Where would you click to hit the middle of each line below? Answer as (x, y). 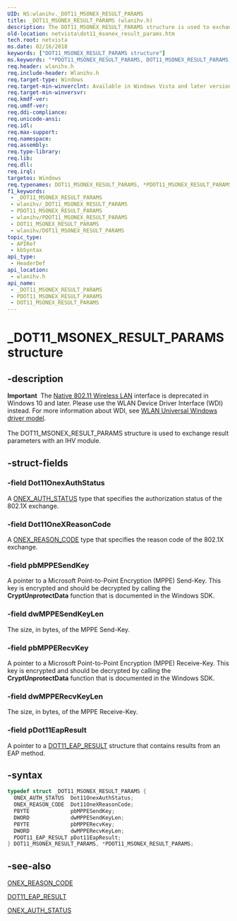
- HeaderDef (28, 263)
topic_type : (25, 237)
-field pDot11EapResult (47, 730)
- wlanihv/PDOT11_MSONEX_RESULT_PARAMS (69, 218)
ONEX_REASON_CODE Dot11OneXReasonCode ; (74, 805)
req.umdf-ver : (28, 106)
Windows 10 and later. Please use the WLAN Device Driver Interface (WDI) (115, 403)
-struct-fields (38, 463)
